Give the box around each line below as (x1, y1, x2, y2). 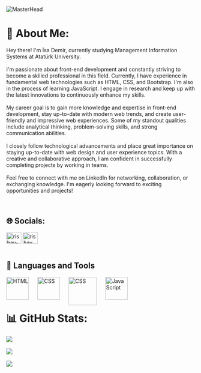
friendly (6, 117, 26, 124)
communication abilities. (6, 129, 67, 136)
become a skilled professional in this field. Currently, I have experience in (6, 72, 187, 79)
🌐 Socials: (6, 216, 46, 226)
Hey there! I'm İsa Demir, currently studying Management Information (6, 46, 178, 53)
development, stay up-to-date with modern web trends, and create (6, 110, 172, 117)
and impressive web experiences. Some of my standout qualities (26, 117, 187, 124)
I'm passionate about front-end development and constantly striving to (6, 65, 181, 73)
